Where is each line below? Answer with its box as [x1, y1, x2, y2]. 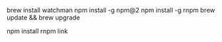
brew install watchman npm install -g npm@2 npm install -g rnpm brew [6, 6, 216, 14]
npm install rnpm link [6, 27, 69, 35]
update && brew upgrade [6, 13, 81, 22]
